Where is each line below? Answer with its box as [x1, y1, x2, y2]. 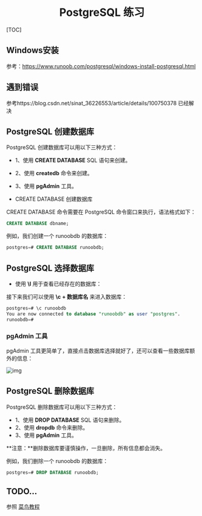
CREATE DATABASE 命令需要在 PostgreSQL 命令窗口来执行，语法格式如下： [6, 208, 196, 216]
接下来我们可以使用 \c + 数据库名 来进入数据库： [6, 293, 127, 300]
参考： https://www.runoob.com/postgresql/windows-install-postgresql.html [6, 62, 196, 70]
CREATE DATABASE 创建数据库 [15, 195, 93, 203]
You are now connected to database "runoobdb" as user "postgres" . [6, 311, 181, 317]
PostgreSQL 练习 [59, 5, 145, 19]
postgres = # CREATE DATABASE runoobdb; [6, 245, 104, 251]
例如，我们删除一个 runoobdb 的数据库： [6, 457, 109, 464]
